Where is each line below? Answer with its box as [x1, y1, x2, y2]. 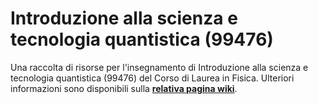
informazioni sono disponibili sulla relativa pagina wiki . [10, 82, 238, 94]
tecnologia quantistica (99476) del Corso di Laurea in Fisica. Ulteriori [10, 72, 295, 84]
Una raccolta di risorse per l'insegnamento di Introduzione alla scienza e [10, 61, 309, 73]
